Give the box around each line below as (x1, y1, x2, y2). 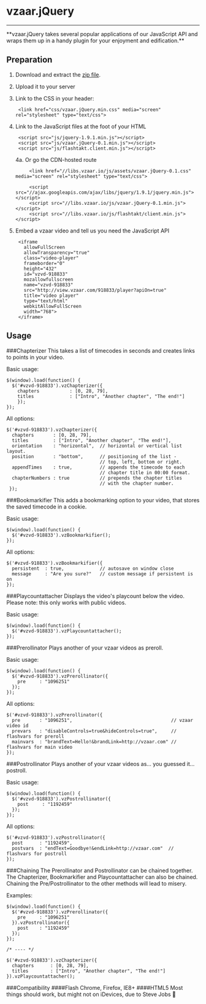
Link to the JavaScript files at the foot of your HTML (15, 123, 147, 130)
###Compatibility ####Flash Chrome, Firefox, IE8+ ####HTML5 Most (6, 984, 183, 991)
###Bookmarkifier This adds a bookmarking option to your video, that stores (6, 496, 200, 504)
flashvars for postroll (6, 851, 67, 857)
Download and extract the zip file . (15, 71, 101, 78)
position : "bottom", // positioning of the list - (12, 453, 177, 459)
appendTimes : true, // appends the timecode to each (12, 464, 185, 470)
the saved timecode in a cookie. (6, 503, 87, 510)
